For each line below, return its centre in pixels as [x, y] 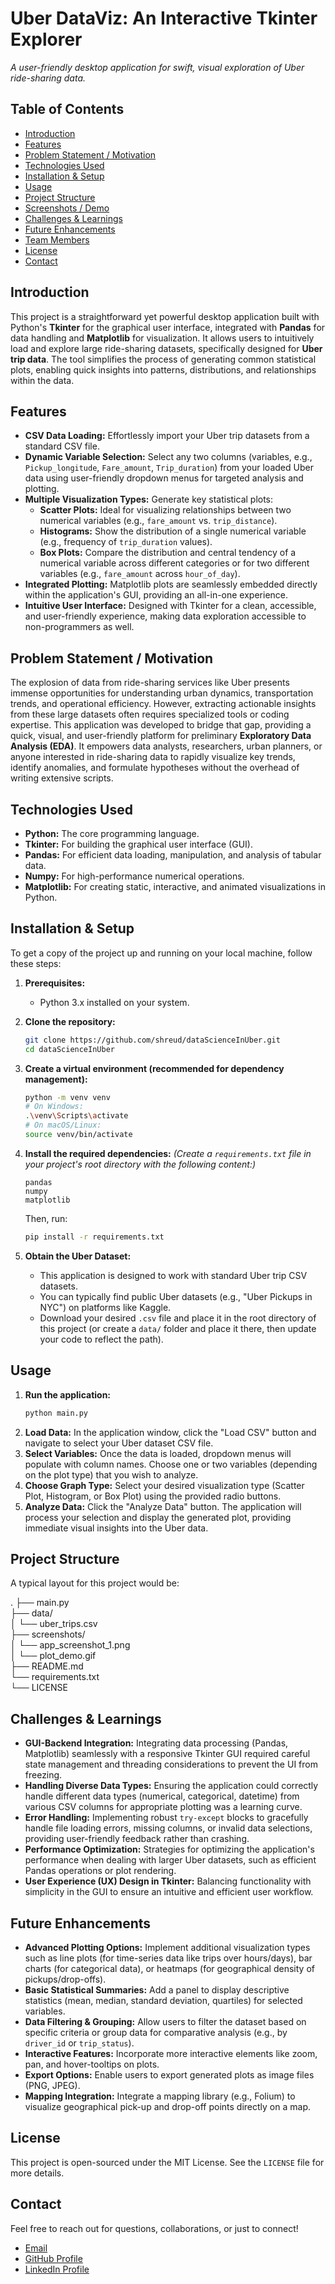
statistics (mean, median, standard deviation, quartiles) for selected [163, 2000]
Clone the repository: [70, 1021]
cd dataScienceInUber [69, 1049]
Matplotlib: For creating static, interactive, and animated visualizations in [175, 886]
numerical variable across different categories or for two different [174, 563]
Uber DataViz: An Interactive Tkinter [164, 18]
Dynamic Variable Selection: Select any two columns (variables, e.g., [168, 457]
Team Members [57, 239]
